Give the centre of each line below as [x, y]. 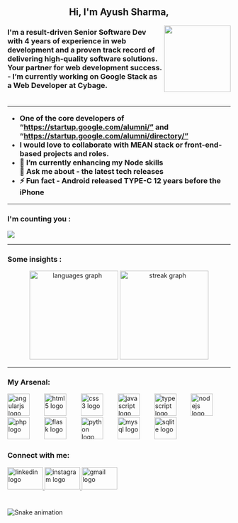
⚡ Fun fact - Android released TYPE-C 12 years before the [120, 181]
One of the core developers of [72, 119]
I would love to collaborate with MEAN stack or [101, 145]
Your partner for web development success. [85, 68]
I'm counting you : [39, 219]
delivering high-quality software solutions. [83, 59]
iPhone [32, 192]
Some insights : [35, 259]
